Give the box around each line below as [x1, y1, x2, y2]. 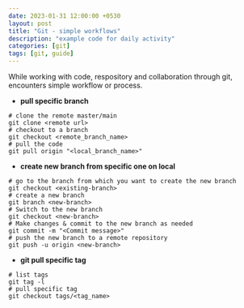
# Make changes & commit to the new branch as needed [8, 220, 194, 228]
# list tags [8, 271, 48, 279]
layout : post [8, 19, 53, 28]
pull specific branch [19, 96, 89, 105]
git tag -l [8, 278, 45, 286]
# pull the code [8, 140, 63, 148]
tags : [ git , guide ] [8, 49, 74, 58]
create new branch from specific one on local [19, 161, 176, 171]
